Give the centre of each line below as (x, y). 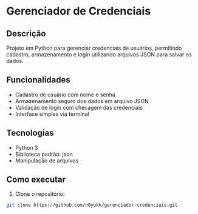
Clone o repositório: (40, 194)
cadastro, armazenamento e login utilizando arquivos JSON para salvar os (99, 55)
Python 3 (26, 147)
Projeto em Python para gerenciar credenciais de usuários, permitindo (94, 48)
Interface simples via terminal (52, 114)
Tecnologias (30, 133)
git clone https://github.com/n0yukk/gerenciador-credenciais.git (92, 205)
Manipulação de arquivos (47, 160)
